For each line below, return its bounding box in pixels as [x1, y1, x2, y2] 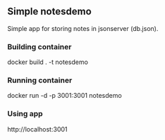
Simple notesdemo [7, 6, 92, 18]
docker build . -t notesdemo [7, 58, 88, 66]
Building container [7, 42, 72, 51]
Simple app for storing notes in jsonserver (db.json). [7, 24, 159, 32]
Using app [7, 109, 44, 119]
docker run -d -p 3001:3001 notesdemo [7, 91, 122, 100]
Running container [7, 75, 73, 85]
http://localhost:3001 [7, 125, 68, 133]
